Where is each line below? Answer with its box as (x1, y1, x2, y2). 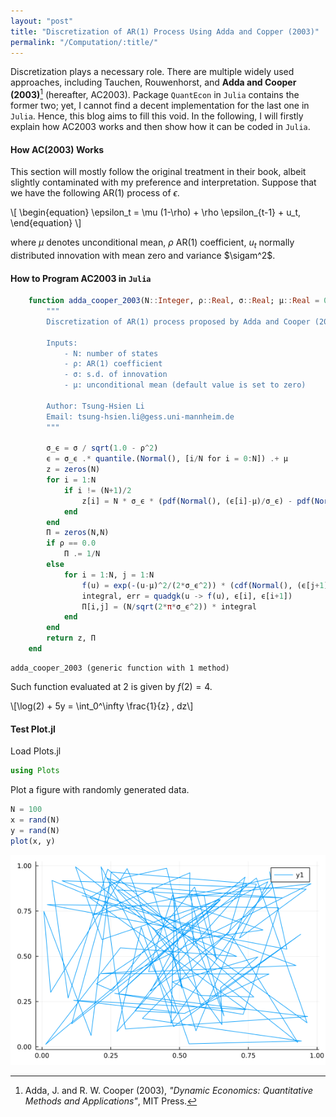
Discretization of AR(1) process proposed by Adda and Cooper (46, 316, 311, 327)
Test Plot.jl (10, 723, 56, 735)
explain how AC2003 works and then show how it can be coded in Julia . (10, 121, 311, 133)
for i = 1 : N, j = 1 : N (63, 570, 155, 580)
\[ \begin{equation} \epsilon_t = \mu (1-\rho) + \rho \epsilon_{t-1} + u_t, (10, 206, 302, 219)
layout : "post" (10, 16, 74, 26)
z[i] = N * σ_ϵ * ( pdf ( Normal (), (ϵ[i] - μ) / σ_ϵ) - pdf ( (81, 496, 315, 506)
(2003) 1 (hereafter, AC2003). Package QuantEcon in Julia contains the (10, 87, 300, 101)
